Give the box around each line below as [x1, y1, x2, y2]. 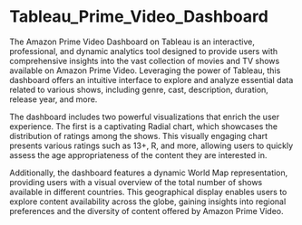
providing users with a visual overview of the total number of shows [9, 176, 263, 187]
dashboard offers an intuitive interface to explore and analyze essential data [9, 74, 294, 85]
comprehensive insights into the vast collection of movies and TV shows [9, 55, 280, 66]
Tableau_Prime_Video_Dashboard [9, 6, 269, 27]
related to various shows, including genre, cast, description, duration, [9, 84, 269, 95]
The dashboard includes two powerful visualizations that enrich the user [9, 111, 279, 122]
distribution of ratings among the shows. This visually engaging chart [9, 130, 268, 141]
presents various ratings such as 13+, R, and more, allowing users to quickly [9, 140, 294, 151]
